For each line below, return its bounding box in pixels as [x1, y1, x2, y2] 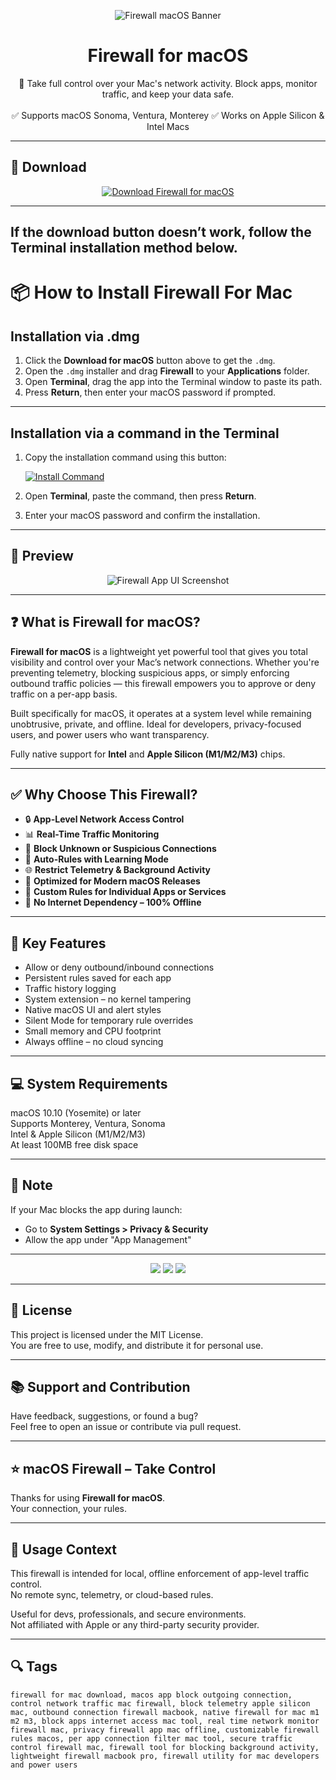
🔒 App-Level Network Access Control [24, 813, 185, 825]
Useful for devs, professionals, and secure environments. [10, 1608, 247, 1620]
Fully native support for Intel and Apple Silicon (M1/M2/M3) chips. [10, 748, 286, 760]
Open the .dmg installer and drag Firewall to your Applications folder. [24, 365, 310, 377]
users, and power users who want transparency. [10, 728, 210, 740]
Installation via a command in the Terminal [10, 425, 280, 442]
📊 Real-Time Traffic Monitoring [24, 828, 160, 840]
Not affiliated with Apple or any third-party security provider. [10, 1619, 260, 1631]
